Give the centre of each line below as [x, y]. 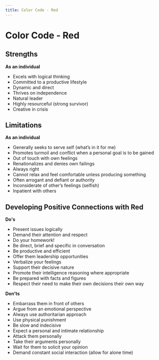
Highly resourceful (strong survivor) [50, 103]
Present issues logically [38, 229]
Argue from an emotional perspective [52, 309]
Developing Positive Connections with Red [74, 207]
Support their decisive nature [43, 267]
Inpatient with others [35, 191]
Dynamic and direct [33, 87]
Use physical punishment [39, 320]
